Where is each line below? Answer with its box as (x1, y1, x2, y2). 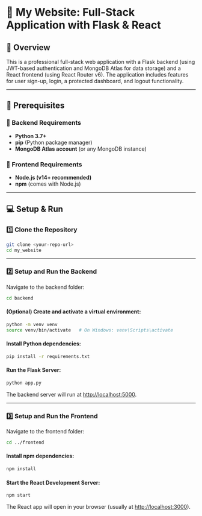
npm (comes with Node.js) (14, 180, 81, 187)
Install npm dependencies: (6, 452, 75, 460)
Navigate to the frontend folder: (6, 428, 85, 435)
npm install (6, 466, 36, 472)
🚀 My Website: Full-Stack (6, 5, 135, 19)
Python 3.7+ (14, 132, 47, 139)
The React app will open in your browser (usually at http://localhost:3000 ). (6, 503, 191, 511)
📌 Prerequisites (6, 101, 65, 111)
